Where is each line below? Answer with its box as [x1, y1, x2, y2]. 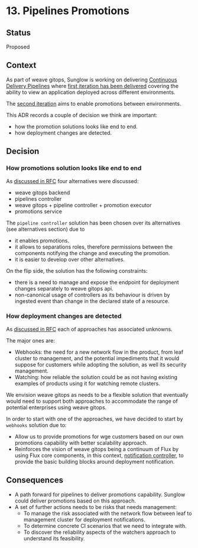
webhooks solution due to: [6, 421, 67, 429]
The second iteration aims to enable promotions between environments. [6, 100, 181, 107]
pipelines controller [14, 195, 62, 202]
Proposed [6, 43, 30, 50]
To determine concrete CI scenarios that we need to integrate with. [23, 522, 187, 529]
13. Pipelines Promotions [6, 4, 130, 18]
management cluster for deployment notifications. [23, 516, 146, 523]
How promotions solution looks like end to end [6, 164, 142, 172]
